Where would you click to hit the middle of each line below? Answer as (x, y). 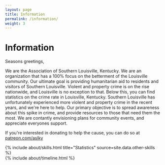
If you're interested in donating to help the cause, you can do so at (73, 133)
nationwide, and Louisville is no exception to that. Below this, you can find (80, 92)
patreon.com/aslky (24, 138)
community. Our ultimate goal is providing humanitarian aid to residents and (82, 81)
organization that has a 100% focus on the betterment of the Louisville (76, 76)
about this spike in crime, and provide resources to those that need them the (83, 113)
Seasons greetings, (25, 62)
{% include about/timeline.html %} (40, 158)
